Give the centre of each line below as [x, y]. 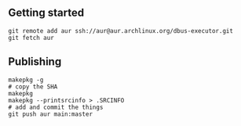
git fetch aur [31, 38]
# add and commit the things [56, 107]
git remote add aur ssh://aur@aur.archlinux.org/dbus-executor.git [121, 31]
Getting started [46, 13]
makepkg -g [26, 80]
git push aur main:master [50, 114]
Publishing [35, 62]
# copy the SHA [33, 86]
